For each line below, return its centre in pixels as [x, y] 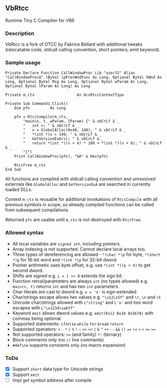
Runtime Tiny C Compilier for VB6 [40, 20]
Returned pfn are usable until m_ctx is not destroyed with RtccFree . [73, 220]
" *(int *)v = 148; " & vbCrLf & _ [62, 135]
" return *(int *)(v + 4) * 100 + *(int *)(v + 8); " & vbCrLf [93, 143]
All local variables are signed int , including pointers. [66, 243]
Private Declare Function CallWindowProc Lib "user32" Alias [70, 73]
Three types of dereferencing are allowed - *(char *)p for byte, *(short [86, 254]
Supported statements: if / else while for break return [68, 324]
